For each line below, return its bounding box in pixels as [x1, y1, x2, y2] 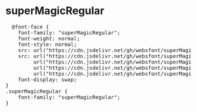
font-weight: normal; [18, 35, 81, 42]
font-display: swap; [18, 76, 77, 83]
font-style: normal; [18, 41, 77, 47]
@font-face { [11, 23, 49, 30]
